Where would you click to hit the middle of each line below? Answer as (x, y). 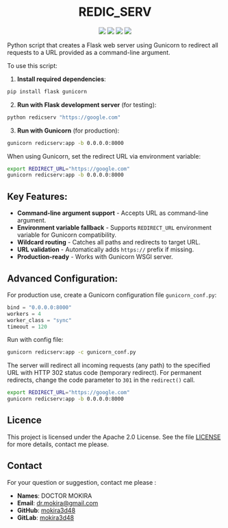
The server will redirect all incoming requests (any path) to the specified (109, 365)
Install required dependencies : (61, 79)
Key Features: (37, 196)
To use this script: (32, 65)
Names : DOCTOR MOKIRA (54, 496)
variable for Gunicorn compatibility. (67, 235)
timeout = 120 (27, 327)
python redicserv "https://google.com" (64, 117)
